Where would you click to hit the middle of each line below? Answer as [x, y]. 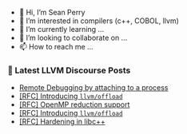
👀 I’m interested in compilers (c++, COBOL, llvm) [99, 21]
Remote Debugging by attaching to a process [93, 88]
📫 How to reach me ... [56, 47]
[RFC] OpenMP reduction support [74, 104]
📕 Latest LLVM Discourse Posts [69, 70]
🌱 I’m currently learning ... [62, 29]
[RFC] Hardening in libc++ [62, 122]
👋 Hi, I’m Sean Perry [52, 12]
